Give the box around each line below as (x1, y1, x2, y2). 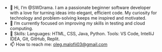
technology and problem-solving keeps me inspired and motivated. (9, 15, 147, 21)
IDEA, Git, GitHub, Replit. (9, 36, 60, 42)
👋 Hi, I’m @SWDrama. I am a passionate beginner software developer (9, 5, 151, 10)
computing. (9, 26, 34, 31)
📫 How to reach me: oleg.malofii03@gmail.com (9, 42, 108, 47)
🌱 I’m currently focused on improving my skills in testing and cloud (9, 20, 145, 26)
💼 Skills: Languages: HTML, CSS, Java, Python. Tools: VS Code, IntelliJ (9, 31, 155, 36)
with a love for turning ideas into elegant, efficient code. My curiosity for (9, 10, 157, 16)
